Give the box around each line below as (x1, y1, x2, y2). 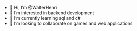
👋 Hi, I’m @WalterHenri (9, 5, 57, 10)
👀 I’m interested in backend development (9, 10, 94, 16)
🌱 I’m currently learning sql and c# (9, 15, 81, 21)
